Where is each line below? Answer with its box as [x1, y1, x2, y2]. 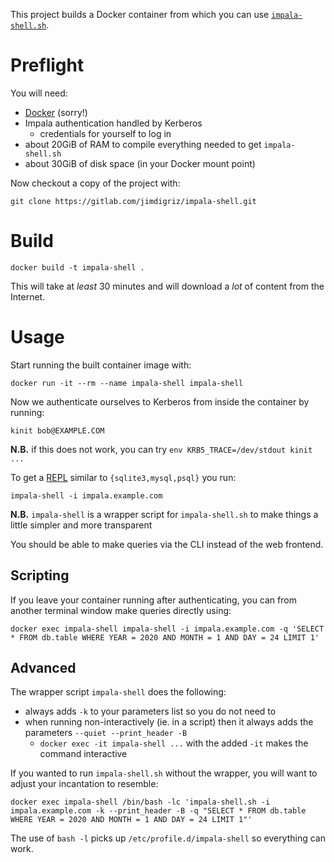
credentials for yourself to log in [39, 127, 172, 139]
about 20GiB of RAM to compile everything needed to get [24, 138, 262, 150]
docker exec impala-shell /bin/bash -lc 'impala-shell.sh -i [10, 797, 271, 808]
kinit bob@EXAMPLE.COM [10, 425, 105, 436]
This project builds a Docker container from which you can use [10, 9, 270, 20]
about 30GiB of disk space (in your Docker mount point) [24, 157, 256, 169]
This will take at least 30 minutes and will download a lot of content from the [10, 280, 325, 292]
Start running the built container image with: [10, 359, 192, 371]
